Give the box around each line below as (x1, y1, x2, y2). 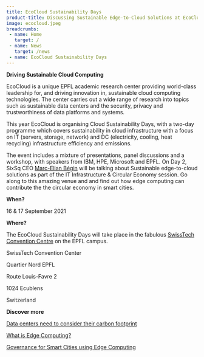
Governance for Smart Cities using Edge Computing (6, 343, 136, 350)
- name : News (8, 43, 42, 49)
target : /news (14, 49, 50, 55)
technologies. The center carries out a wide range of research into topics (6, 95, 189, 103)
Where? (6, 219, 27, 226)
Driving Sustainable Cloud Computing (6, 71, 104, 78)
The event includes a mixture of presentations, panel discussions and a (6, 151, 185, 159)
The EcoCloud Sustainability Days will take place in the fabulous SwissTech (6, 230, 195, 238)
